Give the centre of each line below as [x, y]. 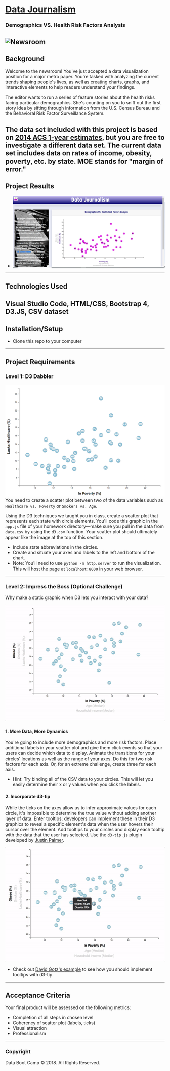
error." [16, 169]
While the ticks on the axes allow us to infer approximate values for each [81, 808]
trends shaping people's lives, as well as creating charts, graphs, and [77, 82]
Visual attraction [30, 1028]
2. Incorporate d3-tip [28, 796]
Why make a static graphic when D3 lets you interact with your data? [77, 597]
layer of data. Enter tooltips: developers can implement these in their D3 [80, 818]
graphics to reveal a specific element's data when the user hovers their [79, 824]
